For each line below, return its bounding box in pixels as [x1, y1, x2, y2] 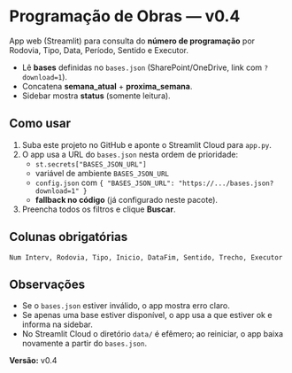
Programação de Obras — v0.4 [9, 6, 241, 27]
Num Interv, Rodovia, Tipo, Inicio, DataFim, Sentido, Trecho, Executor [9, 253, 283, 262]
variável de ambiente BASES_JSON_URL [35, 167, 170, 178]
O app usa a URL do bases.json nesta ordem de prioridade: [21, 149, 239, 159]
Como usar [9, 116, 72, 131]
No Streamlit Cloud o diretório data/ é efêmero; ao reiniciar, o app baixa [21, 329, 284, 339]
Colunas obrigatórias [9, 229, 128, 245]
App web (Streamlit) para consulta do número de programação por [9, 35, 255, 46]
